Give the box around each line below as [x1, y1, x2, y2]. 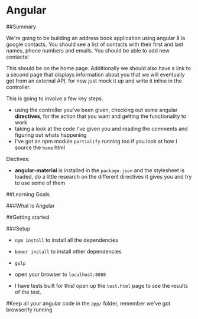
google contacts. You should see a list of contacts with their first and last [6, 41, 184, 48]
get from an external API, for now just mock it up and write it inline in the [6, 77, 182, 84]
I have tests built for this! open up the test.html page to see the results [14, 282, 188, 289]
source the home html [14, 144, 66, 151]
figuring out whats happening [14, 131, 87, 139]
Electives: [6, 155, 30, 162]
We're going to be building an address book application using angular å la [6, 34, 186, 41]
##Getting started [6, 213, 50, 221]
